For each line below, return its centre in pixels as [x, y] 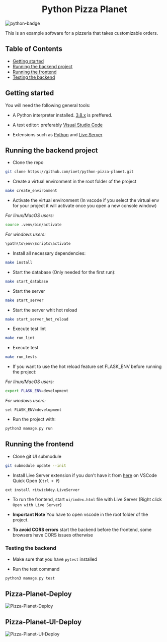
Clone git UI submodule [37, 456]
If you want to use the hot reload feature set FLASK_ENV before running [87, 366]
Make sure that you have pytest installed [55, 559]
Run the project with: [34, 419]
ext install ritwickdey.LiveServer [43, 490]
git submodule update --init [36, 465]
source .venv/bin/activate [33, 225]
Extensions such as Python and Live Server [57, 134]
